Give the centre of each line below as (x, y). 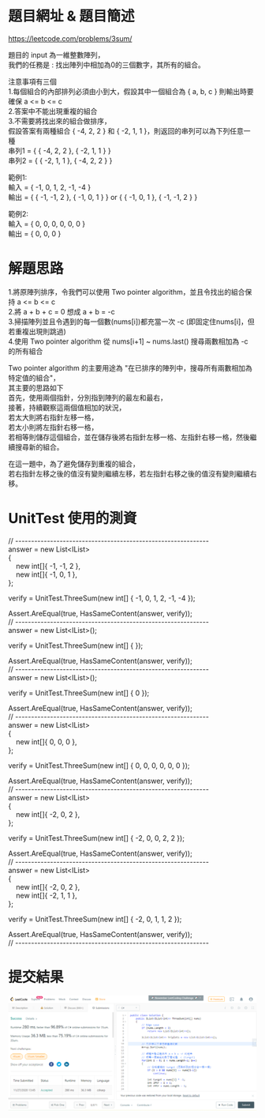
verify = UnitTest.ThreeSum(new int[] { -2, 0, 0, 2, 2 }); (97, 838)
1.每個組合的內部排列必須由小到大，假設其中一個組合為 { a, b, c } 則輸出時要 (131, 91)
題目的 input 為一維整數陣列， (56, 55)
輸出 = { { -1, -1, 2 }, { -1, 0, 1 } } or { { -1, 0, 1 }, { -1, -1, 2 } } (103, 197)
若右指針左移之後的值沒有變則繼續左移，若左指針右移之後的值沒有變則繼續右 (132, 473)
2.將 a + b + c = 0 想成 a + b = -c (62, 311)
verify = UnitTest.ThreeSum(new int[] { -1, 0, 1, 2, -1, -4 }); (102, 598)
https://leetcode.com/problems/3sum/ (70, 38)
